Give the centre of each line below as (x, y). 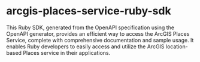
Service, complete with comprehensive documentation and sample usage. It (100, 40)
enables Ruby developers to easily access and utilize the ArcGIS (85, 46)
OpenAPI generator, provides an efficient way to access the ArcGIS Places (98, 33)
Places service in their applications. (67, 52)
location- (177, 46)
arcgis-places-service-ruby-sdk (89, 11)
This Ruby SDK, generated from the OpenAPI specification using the (90, 27)
